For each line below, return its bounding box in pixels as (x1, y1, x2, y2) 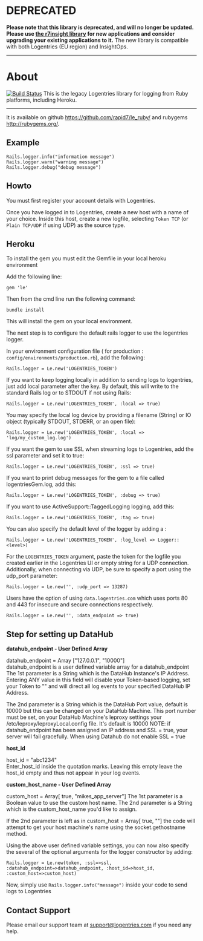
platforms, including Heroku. (6, 96, 77, 103)
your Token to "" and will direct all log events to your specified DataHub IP (6, 683, 191, 690)
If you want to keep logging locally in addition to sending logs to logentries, (6, 376, 193, 384)
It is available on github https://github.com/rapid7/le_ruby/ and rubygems (6, 113, 188, 121)
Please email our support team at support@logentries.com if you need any (6, 921, 192, 928)
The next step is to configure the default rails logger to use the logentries (6, 329, 188, 336)
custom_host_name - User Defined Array (6, 781, 112, 789)
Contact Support (6, 905, 71, 916)
